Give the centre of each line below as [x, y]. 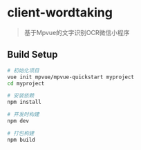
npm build [21, 140]
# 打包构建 [21, 133]
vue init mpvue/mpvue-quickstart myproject [71, 77]
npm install [24, 102]
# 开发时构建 [23, 115]
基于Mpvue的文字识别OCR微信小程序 [77, 32]
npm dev [18, 121]
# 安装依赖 [21, 96]
